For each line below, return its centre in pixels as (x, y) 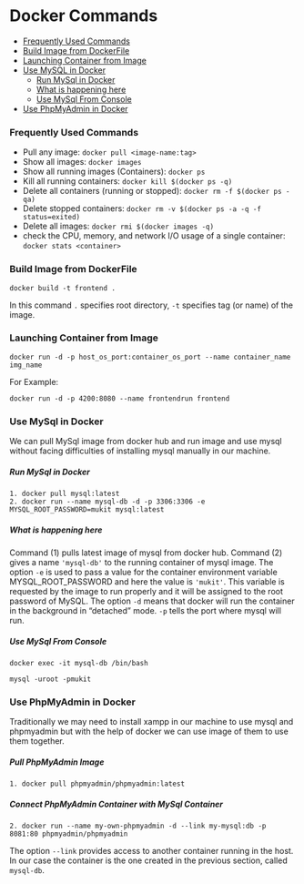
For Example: (34, 381)
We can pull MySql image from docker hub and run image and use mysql (146, 442)
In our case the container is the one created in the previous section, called (149, 860)
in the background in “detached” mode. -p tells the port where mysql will (146, 611)
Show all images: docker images (82, 162)
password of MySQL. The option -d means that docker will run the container (152, 601)
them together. (37, 741)
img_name (26, 365)
